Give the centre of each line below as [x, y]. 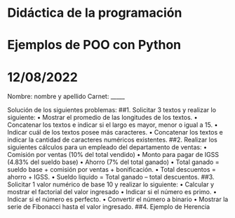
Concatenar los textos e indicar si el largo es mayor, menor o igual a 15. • [113, 125]
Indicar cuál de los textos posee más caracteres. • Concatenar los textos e [115, 132]
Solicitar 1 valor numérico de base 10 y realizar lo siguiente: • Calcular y [111, 184]
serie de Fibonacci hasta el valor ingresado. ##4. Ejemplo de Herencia [109, 207]
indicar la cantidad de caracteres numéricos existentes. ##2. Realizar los [112, 140]
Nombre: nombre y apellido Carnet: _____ [66, 97]
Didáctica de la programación [95, 13]
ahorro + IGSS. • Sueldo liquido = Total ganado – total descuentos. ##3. [111, 177]
